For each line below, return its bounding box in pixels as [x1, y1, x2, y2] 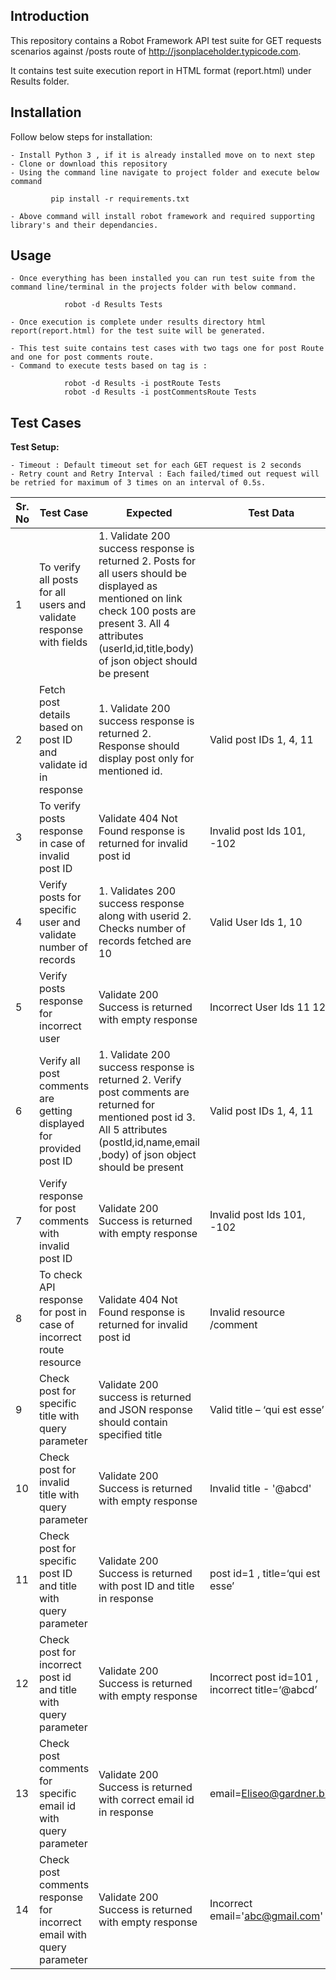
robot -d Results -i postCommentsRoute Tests [63, 387, 257, 398]
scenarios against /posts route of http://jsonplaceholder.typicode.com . [10, 45, 302, 57]
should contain [98, 1415, 168, 1429]
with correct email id [98, 1793, 195, 1807]
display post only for [98, 752, 195, 766]
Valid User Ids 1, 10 [209, 915, 303, 929]
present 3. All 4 [98, 617, 171, 631]
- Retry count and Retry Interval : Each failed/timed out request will [10, 469, 320, 479]
